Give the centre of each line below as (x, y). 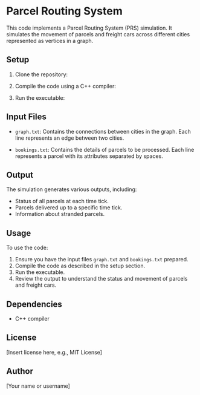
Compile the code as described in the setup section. (80, 266)
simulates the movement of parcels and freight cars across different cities (98, 34)
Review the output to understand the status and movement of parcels (101, 279)
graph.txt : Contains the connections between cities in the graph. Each (103, 131)
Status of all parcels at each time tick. (62, 201)
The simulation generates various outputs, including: (72, 189)
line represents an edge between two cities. (69, 138)
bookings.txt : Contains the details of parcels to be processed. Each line (105, 149)
